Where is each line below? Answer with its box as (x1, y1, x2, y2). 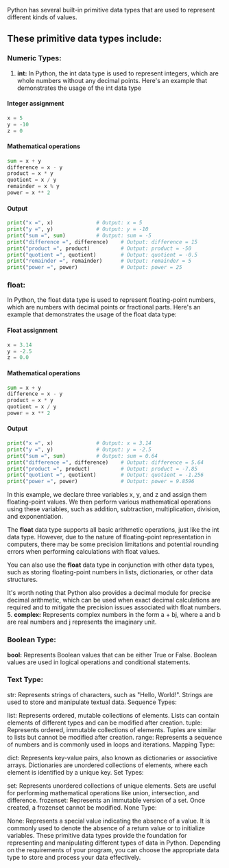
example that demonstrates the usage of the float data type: (7, 310, 177, 318)
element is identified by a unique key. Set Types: (7, 768, 144, 776)
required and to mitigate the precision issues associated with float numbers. (7, 603, 221, 611)
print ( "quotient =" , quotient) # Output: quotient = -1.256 (7, 471, 204, 479)
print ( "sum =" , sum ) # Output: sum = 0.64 (7, 452, 158, 459)
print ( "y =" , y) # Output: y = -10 (7, 226, 149, 233)
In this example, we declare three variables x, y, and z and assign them (7, 491, 207, 499)
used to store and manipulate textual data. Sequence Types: (7, 698, 177, 706)
